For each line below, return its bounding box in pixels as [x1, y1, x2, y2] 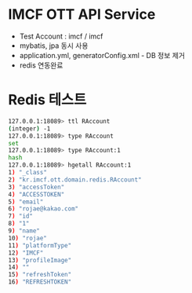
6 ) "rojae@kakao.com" [8, 205, 79, 213]
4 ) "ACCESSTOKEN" [8, 190, 65, 198]
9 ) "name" [8, 227, 41, 235]
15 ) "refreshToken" [8, 271, 72, 279]
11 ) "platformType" [8, 241, 72, 249]
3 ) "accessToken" [8, 183, 65, 191]
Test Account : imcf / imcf [19, 31, 103, 41]
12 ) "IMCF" [8, 249, 44, 257]
